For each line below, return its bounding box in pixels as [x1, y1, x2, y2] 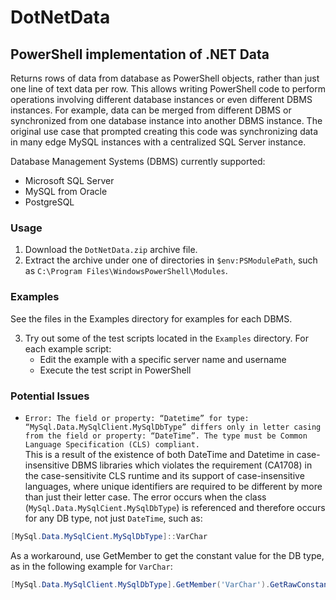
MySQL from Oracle [24, 186, 108, 197]
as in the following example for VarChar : [10, 560, 173, 572]
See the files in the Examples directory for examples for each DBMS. [10, 312, 293, 325]
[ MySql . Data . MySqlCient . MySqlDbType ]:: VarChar [10, 531, 208, 541]
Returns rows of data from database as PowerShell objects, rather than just [10, 72, 320, 84]
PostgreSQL [24, 196, 75, 208]
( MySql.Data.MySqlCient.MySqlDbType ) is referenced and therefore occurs [24, 501, 326, 513]
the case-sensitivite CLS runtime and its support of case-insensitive [24, 469, 305, 481]
